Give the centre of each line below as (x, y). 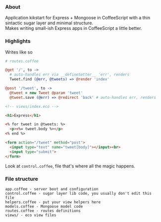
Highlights (18, 41)
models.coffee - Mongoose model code (44, 206)
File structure (22, 179)
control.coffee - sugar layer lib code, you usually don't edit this (79, 193)
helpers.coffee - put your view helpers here (53, 202)
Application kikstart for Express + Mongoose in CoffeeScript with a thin (78, 18)
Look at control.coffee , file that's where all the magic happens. (70, 166)
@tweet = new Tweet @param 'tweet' (46, 93)
